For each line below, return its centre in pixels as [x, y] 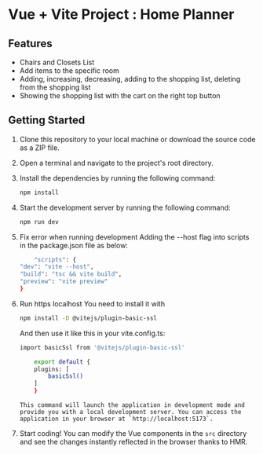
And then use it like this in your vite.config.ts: [92, 333]
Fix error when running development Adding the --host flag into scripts [134, 236]
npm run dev [39, 222]
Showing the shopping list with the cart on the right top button [120, 95]
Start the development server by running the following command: [125, 207]
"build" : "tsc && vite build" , [71, 274]
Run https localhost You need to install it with [92, 303]
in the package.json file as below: [73, 245]
